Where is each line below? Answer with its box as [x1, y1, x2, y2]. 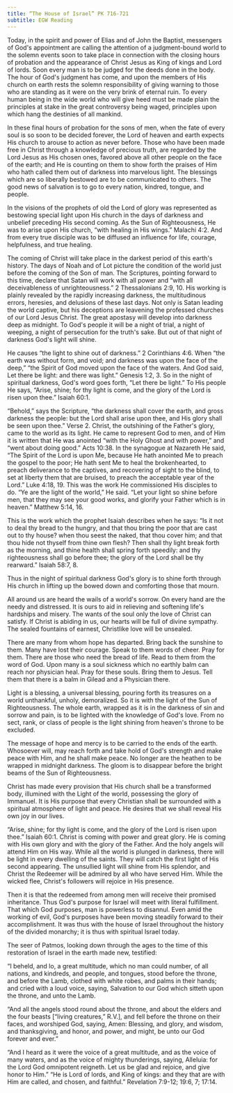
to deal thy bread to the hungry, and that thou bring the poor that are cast [7, 524, 218, 532]
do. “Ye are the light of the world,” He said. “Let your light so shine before [7, 488, 218, 496]
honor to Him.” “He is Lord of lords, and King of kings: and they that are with [7, 1070, 225, 1078]
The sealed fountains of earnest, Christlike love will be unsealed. [7, 624, 193, 633]
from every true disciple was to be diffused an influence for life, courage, [7, 233, 217, 241]
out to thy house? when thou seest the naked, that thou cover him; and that [7, 530, 223, 540]
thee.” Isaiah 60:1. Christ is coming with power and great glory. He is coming [7, 833, 226, 841]
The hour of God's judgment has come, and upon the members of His [7, 72, 207, 81]
